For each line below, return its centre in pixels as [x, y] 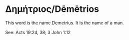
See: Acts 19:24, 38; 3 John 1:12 [38, 32]
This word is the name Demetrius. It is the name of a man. [64, 23]
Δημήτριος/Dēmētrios [52, 9]
